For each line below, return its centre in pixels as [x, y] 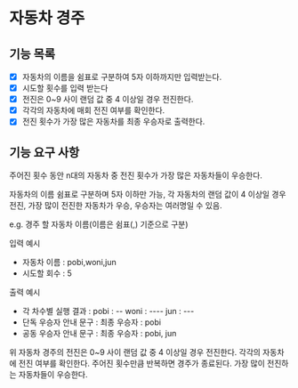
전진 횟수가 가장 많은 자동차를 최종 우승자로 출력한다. [113, 122]
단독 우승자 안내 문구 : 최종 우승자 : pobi [92, 322]
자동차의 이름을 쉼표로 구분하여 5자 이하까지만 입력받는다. [122, 77]
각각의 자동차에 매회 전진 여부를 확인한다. [93, 110]
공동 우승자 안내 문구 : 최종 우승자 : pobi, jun [99, 334]
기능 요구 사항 [44, 152]
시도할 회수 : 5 [47, 273]
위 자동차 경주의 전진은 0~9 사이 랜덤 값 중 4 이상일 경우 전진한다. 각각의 [135, 352]
